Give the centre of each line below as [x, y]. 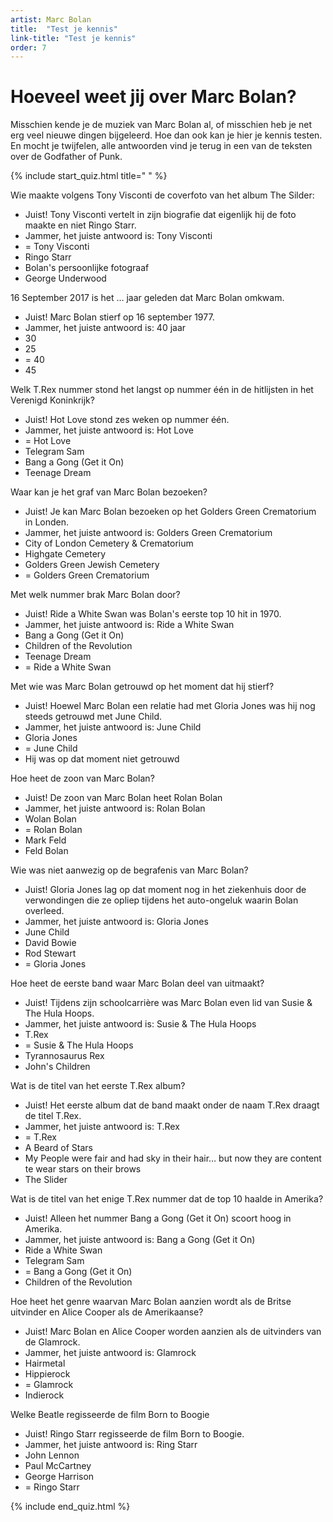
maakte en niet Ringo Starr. [80, 225]
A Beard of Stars [58, 1148]
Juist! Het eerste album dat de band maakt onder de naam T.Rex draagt [172, 1105]
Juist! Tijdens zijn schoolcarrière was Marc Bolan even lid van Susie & [168, 1003]
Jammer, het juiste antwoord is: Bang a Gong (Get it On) [140, 1240]
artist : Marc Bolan [51, 19]
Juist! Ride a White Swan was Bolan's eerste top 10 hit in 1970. [153, 614]
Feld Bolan [46, 851]
